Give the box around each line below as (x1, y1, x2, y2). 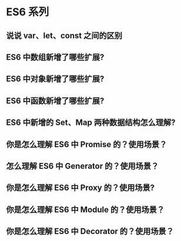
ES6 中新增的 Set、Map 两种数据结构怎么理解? (6, 118, 176, 128)
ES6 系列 (6, 5, 49, 19)
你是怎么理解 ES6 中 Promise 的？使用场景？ (6, 139, 167, 150)
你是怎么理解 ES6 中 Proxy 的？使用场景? (6, 183, 155, 193)
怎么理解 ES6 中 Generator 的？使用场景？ (6, 161, 159, 171)
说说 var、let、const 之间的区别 (6, 30, 122, 40)
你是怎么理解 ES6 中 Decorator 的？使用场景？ (6, 226, 175, 236)
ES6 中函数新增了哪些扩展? (6, 96, 105, 106)
